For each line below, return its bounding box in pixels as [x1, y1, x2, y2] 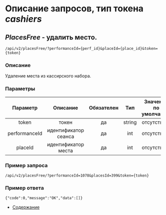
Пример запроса [5, 162, 48, 169]
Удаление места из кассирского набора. [5, 73, 91, 79]
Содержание [12, 204, 40, 210]
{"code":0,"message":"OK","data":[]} [5, 196, 83, 201]
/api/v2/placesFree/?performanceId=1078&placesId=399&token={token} [5, 173, 149, 178]
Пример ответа [5, 184, 44, 191]
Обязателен [88, 104, 119, 111]
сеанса [56, 133, 75, 140]
